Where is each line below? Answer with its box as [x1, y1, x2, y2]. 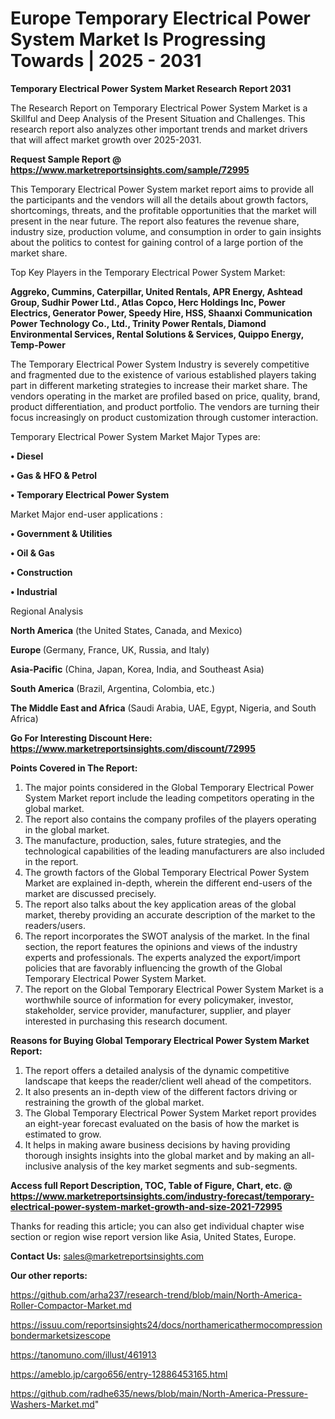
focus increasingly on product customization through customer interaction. [10, 411, 319, 423]
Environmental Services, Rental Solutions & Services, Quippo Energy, [10, 328, 304, 340]
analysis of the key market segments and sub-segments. [63, 1160, 298, 1172]
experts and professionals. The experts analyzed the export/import [24, 951, 301, 963]
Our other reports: [10, 1269, 88, 1281]
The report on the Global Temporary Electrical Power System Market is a [24, 983, 324, 995]
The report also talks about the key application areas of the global [24, 898, 297, 910]
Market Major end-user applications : [10, 508, 163, 520]
